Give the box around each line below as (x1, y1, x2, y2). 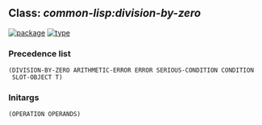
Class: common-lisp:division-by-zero (8, 6, 202, 20)
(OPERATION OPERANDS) (8, 110, 81, 119)
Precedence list (8, 48, 71, 59)
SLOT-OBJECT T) (11, 73, 63, 81)
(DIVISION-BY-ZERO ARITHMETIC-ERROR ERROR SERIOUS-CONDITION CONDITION (8, 66, 254, 75)
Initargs (8, 92, 40, 103)
